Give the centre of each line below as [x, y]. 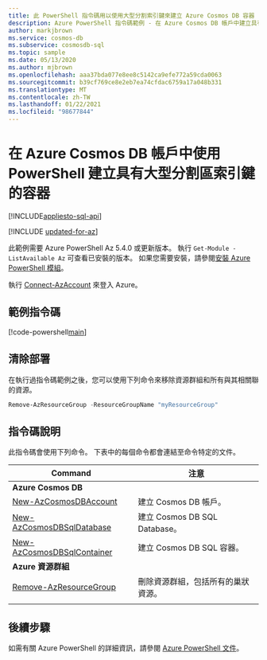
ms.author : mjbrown [41, 68]
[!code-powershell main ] [48, 332]
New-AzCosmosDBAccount [65, 502]
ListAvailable [32, 258]
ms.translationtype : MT [48, 90]
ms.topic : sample [37, 53]
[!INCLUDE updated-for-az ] [53, 231]
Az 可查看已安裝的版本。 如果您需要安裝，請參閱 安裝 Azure [155, 258]
